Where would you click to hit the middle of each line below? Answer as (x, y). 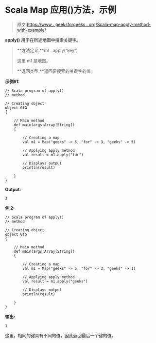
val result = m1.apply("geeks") (55, 281)
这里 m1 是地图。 (34, 61)
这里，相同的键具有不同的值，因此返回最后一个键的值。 (60, 335)
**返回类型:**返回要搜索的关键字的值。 (56, 71)
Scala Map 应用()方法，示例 (61, 10)
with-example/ (31, 30)
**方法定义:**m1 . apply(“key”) (47, 50)
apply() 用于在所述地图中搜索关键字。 (43, 40)
